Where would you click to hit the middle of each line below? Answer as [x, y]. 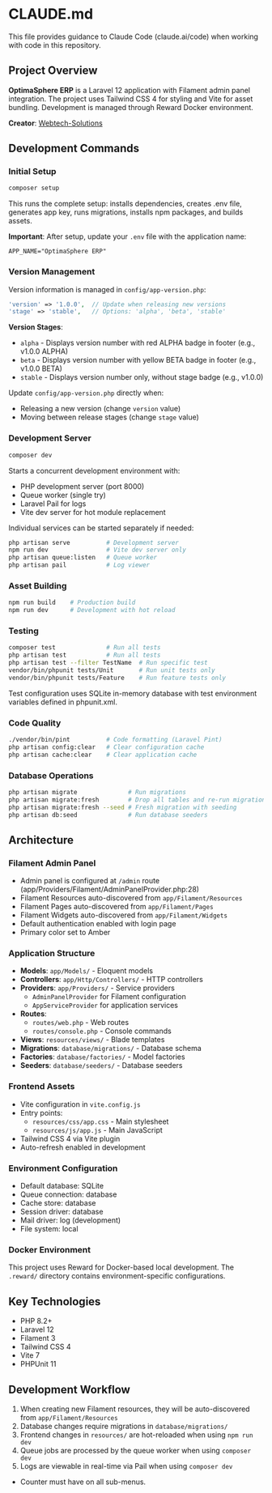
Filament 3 [38, 1338]
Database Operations [51, 776]
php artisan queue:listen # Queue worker [83, 558]
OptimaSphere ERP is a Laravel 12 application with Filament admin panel [130, 90]
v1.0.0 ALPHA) [44, 351]
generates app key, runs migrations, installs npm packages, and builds [126, 212]
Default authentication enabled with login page [98, 924]
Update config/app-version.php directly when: [86, 393]
